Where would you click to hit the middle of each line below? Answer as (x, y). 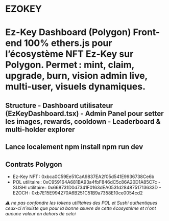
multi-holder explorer (40, 129)
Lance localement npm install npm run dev (74, 147)
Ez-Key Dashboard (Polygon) (68, 32)
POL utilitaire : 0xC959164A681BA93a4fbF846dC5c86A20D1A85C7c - (87, 182)
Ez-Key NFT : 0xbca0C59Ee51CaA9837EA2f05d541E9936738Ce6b (83, 176)
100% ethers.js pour (68, 43)
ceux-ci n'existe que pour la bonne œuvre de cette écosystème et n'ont (81, 208)
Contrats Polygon (34, 164)
